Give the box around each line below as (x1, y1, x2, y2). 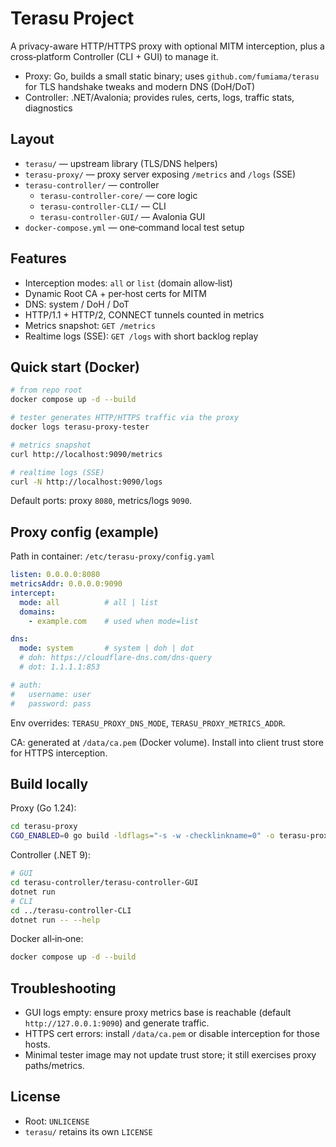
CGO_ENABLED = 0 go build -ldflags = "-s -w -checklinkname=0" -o (10, 831, 275, 841)
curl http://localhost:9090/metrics (10, 449, 163, 459)
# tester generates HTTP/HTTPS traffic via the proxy (10, 413, 240, 423)
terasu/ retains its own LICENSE (24, 1125, 153, 1137)
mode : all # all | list (19, 597, 159, 607)
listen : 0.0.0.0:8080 (10, 570, 101, 580)
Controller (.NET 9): (10, 849, 91, 861)
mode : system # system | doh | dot (19, 643, 195, 654)
